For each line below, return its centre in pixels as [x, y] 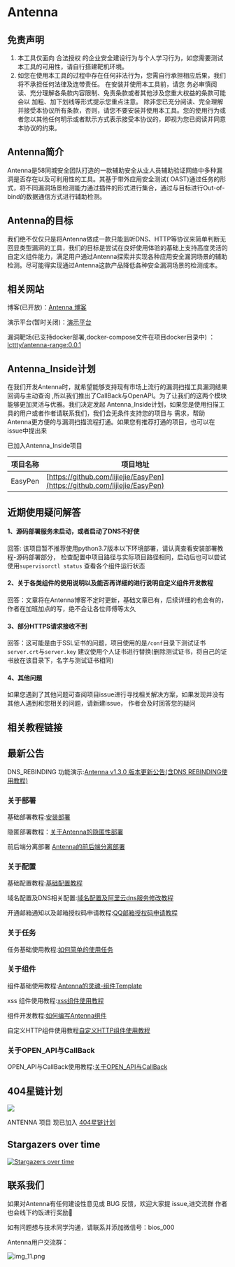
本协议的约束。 [39, 128]
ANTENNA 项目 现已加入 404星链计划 [62, 1122]
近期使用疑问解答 [44, 512]
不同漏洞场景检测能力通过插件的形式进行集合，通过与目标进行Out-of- [125, 188]
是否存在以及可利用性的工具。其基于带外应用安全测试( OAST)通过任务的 [116, 178]
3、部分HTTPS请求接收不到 [47, 626]
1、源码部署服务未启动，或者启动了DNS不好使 [73, 531]
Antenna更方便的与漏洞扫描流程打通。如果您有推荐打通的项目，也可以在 [111, 422]
